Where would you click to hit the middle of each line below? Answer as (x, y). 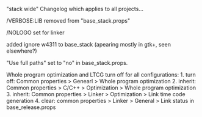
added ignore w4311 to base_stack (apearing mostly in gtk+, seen (88, 44)
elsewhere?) (22, 51)
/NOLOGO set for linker (35, 32)
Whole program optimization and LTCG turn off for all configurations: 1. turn (101, 75)
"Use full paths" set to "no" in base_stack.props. (67, 63)
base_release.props (31, 107)
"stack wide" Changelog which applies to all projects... (75, 9)
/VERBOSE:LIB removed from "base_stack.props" (68, 21)
